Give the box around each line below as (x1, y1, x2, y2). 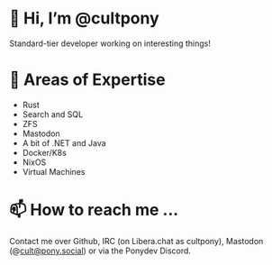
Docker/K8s (22, 147, 68, 158)
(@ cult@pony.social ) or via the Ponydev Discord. (9, 245, 192, 256)
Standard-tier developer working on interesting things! (9, 38, 212, 49)
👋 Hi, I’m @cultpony (9, 8, 159, 29)
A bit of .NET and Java (22, 137, 106, 148)
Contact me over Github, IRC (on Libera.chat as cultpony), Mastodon (9, 235, 264, 246)
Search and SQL (22, 108, 84, 120)
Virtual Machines (22, 166, 86, 177)
